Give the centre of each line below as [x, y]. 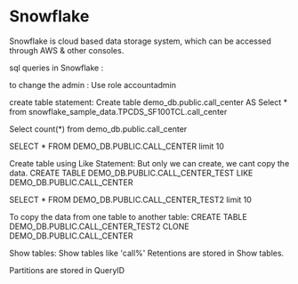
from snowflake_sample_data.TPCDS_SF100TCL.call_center [118, 111]
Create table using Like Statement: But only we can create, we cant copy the [149, 163]
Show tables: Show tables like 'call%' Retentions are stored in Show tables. [147, 253]
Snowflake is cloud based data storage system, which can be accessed [140, 41]
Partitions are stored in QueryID [67, 270]
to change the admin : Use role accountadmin [93, 85]
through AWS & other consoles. [67, 50]
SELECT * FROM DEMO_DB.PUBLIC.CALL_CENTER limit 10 [117, 146]
